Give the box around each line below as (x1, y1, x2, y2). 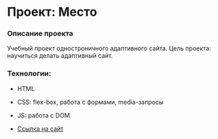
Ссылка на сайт (17, 125, 64, 133)
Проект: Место (7, 4, 98, 20)
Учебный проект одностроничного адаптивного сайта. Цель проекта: (7, 44, 211, 52)
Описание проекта (7, 29, 74, 39)
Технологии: (7, 69, 52, 78)
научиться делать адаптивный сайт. (7, 52, 113, 60)
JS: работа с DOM (17, 111, 70, 119)
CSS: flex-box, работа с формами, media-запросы (17, 98, 164, 106)
